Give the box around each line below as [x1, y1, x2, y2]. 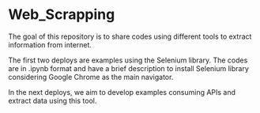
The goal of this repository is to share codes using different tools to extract [8, 32, 252, 41]
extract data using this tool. [8, 96, 97, 105]
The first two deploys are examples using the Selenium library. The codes [8, 55, 248, 65]
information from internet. [8, 40, 92, 49]
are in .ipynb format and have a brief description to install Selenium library [8, 63, 249, 73]
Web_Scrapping [8, 6, 115, 24]
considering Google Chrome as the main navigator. [8, 72, 174, 81]
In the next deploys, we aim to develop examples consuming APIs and [8, 87, 236, 96]
